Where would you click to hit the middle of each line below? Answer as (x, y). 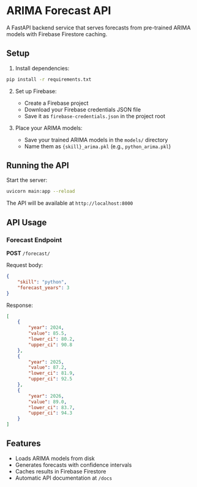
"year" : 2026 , (46, 396)
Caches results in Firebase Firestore (61, 471)
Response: (20, 305)
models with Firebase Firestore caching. (57, 34)
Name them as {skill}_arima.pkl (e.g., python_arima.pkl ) (98, 146)
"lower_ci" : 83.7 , (52, 407)
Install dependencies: (42, 68)
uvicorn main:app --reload (41, 191)
